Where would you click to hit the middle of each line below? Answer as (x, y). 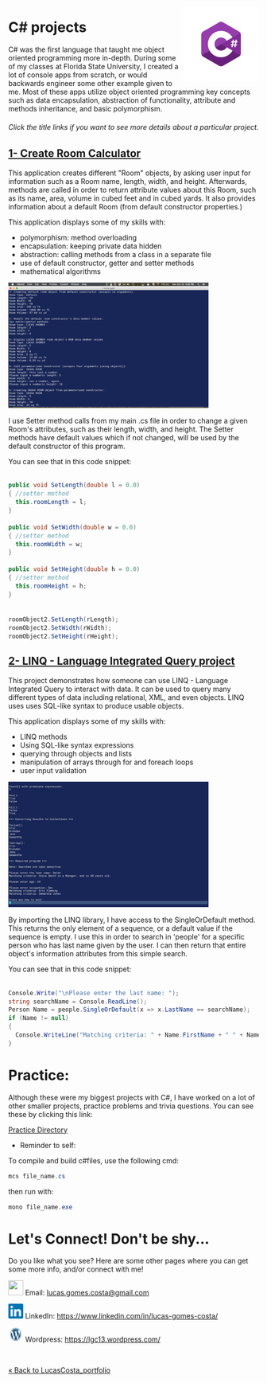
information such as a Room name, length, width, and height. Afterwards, (128, 181)
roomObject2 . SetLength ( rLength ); (64, 619)
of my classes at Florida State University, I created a (93, 66)
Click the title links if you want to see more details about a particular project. (133, 127)
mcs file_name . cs (37, 1176)
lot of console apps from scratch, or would (78, 75)
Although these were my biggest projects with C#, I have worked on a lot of (132, 1097)
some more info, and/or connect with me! (76, 1269)
